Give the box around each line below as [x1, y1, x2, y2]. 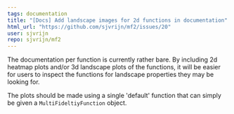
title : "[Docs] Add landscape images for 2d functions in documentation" [7, 17, 228, 24]
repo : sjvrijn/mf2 [7, 36, 61, 43]
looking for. [7, 78, 40, 86]
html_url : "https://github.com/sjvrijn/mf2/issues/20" [7, 23, 171, 30]
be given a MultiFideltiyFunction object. [7, 99, 127, 107]
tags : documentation [7, 10, 68, 17]
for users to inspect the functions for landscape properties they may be [7, 71, 214, 79]
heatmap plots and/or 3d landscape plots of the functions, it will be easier [7, 63, 221, 71]
